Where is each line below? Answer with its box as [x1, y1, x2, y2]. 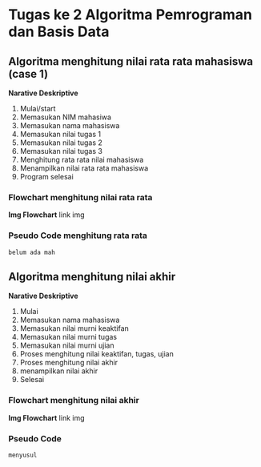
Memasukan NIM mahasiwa [19, 112, 112, 122]
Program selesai [19, 172, 74, 181]
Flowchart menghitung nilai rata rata [8, 191, 153, 203]
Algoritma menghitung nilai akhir [8, 270, 176, 284]
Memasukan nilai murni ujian [19, 340, 114, 350]
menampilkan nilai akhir [19, 366, 98, 376]
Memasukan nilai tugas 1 [19, 130, 102, 139]
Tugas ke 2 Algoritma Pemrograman [8, 6, 252, 24]
